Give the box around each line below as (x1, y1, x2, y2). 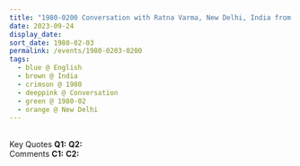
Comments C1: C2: (9, 149, 80, 160)
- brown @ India (17, 72, 78, 81)
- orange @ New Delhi (17, 105, 99, 114)
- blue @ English (17, 64, 83, 73)
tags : (9, 55, 30, 64)
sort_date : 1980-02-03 (9, 38, 94, 48)
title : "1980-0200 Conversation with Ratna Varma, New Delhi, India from (9, 13, 292, 22)
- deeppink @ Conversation (17, 88, 119, 97)
